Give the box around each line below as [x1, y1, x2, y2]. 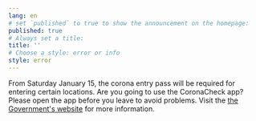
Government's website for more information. [8, 103, 155, 113]
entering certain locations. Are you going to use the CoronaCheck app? [8, 87, 244, 96]
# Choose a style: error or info [8, 49, 120, 57]
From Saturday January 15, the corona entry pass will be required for [8, 78, 235, 88]
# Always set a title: [8, 34, 84, 42]
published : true [8, 26, 63, 34]
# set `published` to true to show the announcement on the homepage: [8, 19, 250, 27]
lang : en [8, 11, 38, 20]
